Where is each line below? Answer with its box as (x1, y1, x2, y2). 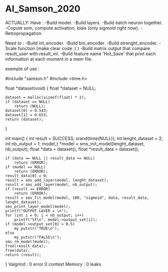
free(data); (5, 248, 30, 253)
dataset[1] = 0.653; (5, 112, 49, 117)
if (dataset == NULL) (5, 99, 51, 104)
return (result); (5, 252, 42, 257)
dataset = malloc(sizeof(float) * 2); (5, 95, 86, 100)
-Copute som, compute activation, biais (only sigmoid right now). (5, 25, 139, 31)
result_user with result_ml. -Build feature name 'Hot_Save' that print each (5, 51, 156, 57)
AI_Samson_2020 (5, 3, 81, 15)
